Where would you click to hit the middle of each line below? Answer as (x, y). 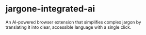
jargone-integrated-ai (50, 9)
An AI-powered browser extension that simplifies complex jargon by (73, 22)
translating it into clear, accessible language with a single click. (68, 27)
